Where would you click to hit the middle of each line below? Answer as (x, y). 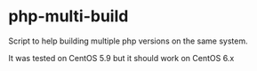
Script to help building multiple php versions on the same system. (128, 41)
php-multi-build (68, 16)
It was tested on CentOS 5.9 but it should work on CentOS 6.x (121, 58)
